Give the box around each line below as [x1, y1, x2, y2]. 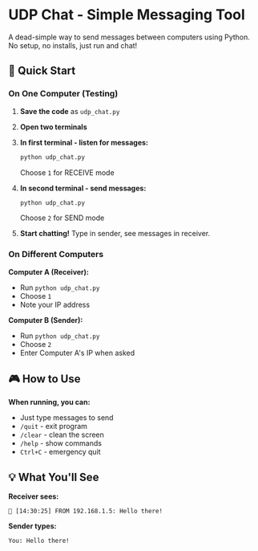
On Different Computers [8, 249, 104, 260]
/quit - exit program [19, 422, 88, 431]
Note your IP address [19, 300, 91, 309]
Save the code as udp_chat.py [19, 106, 120, 116]
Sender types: [8, 521, 57, 531]
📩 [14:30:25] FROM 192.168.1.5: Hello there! [8, 508, 163, 516]
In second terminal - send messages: [19, 183, 147, 193]
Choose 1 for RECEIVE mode [19, 167, 115, 178]
